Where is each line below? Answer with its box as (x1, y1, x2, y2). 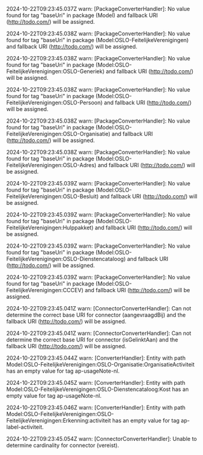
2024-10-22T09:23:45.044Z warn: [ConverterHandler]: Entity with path (6, 354, 186, 362)
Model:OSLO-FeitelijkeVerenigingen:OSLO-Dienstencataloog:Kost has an (6, 385, 189, 393)
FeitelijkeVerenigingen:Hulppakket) (6, 224, 94, 231)
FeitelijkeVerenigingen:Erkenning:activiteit (6, 417, 112, 424)
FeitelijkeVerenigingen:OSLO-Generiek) (6, 68, 105, 75)
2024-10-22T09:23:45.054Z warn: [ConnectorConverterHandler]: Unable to (6, 435, 197, 442)
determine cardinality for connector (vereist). (6, 442, 119, 449)
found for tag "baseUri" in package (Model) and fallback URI (6, 12, 158, 19)
